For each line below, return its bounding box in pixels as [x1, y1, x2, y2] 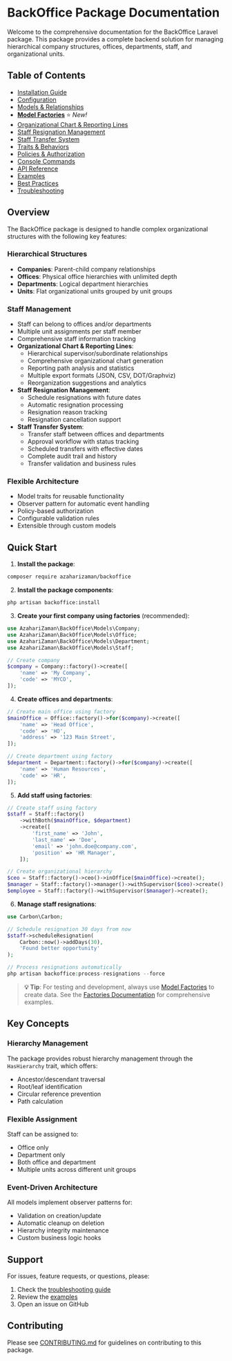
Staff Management [7, 304, 71, 313]
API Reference [17, 164, 59, 173]
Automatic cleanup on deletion [17, 1219, 105, 1227]
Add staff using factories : [17, 791, 93, 799]
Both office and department [17, 1158, 97, 1166]
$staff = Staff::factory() [7, 811, 85, 818]
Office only [17, 1143, 49, 1151]
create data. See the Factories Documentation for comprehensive [23, 990, 211, 998]
